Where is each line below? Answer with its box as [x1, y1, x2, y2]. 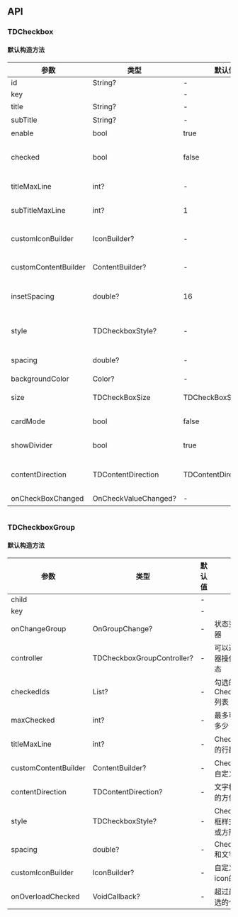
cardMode [11, 416, 46, 426]
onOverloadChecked [11, 891, 80, 901]
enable [11, 128, 34, 138]
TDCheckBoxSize [92, 392, 151, 402]
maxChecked [11, 715, 55, 725]
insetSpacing [11, 291, 55, 301]
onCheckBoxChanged [11, 493, 84, 503]
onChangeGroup [11, 623, 67, 633]
